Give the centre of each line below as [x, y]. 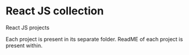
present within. [24, 45]
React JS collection [55, 11]
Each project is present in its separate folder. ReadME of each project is [94, 39]
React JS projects [27, 27]
